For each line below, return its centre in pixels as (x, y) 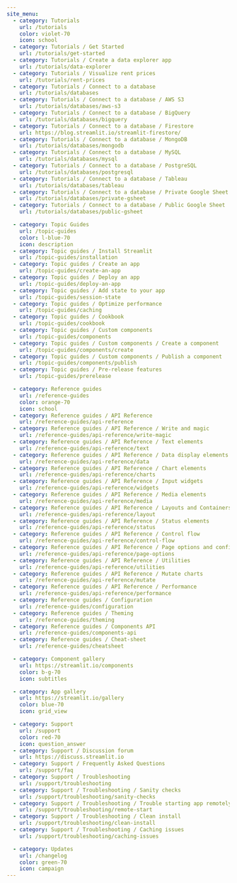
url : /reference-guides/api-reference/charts (88, 475)
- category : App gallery (50, 692)
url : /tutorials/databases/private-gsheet (83, 199)
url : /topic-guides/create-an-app (70, 271)
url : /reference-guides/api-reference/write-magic (96, 435)
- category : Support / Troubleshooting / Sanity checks (97, 790)
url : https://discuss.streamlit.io (72, 757)
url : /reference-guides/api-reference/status (88, 528)
